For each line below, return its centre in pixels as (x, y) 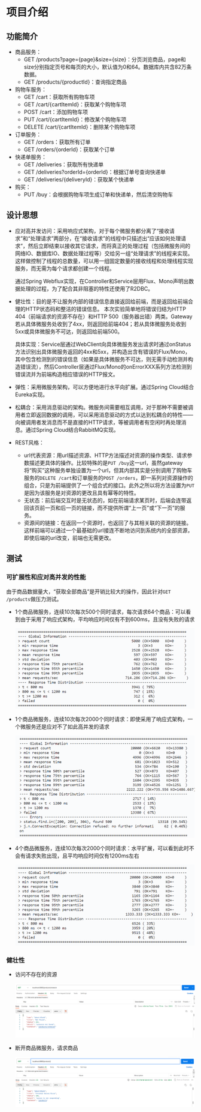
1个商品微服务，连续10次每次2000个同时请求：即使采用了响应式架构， (101, 719)
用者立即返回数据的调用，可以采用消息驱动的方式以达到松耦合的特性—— (104, 414)
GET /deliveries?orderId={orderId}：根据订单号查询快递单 (95, 172)
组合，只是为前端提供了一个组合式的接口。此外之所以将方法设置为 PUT (109, 485)
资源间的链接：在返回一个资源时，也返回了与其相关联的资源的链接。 (108, 522)
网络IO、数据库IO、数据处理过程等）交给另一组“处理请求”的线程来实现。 (104, 253)
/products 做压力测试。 (34, 599)
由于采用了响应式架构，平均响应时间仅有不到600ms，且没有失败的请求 (107, 619)
